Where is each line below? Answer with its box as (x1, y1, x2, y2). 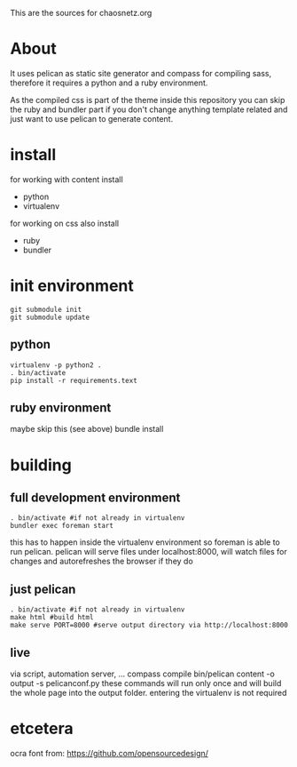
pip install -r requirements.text (10, 376, 138, 385)
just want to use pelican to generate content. (10, 113, 174, 124)
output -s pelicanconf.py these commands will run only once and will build (10, 678, 282, 689)
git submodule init (10, 305, 82, 314)
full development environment (10, 491, 181, 506)
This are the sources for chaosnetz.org (10, 8, 152, 18)
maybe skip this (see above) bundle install (10, 424, 164, 435)
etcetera (10, 719, 74, 739)
